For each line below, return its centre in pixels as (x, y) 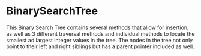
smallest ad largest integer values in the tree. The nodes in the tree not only (100, 40)
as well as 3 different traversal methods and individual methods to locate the (100, 33)
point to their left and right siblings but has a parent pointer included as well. (100, 46)
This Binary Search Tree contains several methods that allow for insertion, (97, 27)
